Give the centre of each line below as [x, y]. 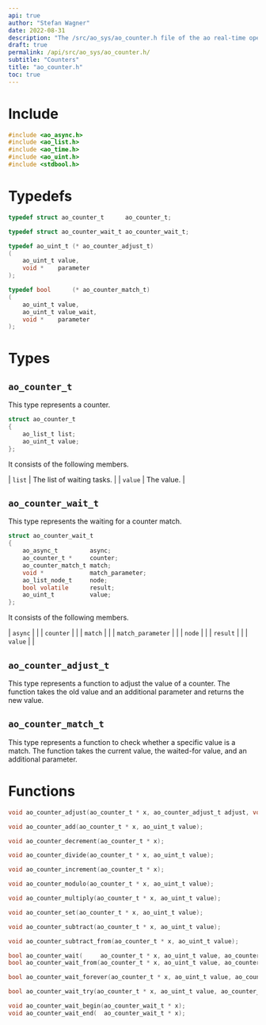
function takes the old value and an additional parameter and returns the [126, 692]
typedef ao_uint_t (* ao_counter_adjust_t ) [81, 246]
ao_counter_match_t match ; [67, 565]
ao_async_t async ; [67, 551]
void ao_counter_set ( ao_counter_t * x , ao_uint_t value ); [106, 912]
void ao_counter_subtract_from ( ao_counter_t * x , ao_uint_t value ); [123, 941]
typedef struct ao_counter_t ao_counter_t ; [90, 217]
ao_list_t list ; [49, 434]
